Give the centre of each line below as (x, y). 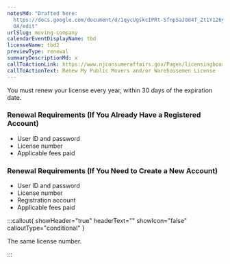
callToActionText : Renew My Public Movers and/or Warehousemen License (111, 70)
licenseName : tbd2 (33, 45)
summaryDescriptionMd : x (42, 58)
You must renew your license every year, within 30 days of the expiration (110, 90)
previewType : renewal (38, 52)
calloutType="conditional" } (46, 228)
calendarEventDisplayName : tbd (52, 39)
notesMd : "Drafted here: (42, 13)
